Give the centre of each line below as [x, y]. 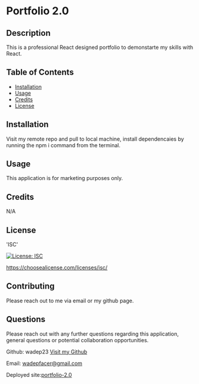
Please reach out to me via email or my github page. [70, 301]
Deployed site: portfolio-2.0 [39, 374]
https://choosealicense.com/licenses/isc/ [57, 268]
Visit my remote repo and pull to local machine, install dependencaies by [95, 139]
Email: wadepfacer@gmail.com [44, 363]
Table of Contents [40, 72]
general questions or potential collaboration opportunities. [77, 340]
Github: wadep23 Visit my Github [47, 352]
